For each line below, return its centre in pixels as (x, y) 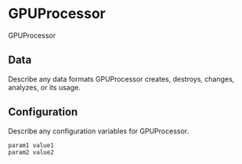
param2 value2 (31, 152)
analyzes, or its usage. (44, 87)
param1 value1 (31, 145)
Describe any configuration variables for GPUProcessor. (99, 131)
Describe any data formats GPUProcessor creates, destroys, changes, (121, 78)
